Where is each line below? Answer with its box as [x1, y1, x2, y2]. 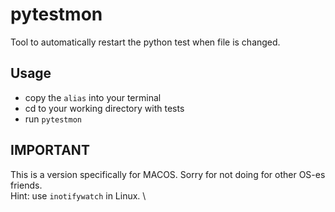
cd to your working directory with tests [24, 102, 185, 114]
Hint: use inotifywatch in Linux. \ [10, 189, 147, 202]
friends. [10, 179, 43, 191]
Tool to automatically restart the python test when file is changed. [10, 36, 281, 48]
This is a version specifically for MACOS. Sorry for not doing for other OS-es [10, 168, 326, 180]
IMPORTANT [10, 142, 90, 159]
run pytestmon [24, 113, 82, 125]
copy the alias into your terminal [24, 91, 162, 103]
